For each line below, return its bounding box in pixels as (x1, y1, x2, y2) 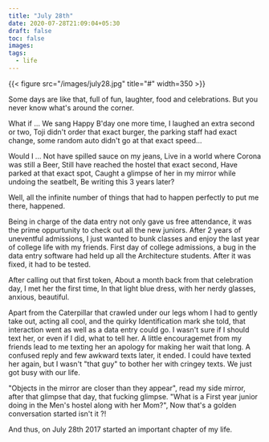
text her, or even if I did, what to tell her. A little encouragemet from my (8, 333, 243, 343)
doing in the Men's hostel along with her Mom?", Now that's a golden (8, 400, 237, 410)
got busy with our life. (8, 367, 80, 377)
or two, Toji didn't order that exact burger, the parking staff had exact (8, 126, 238, 137)
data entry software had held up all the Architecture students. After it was (8, 250, 251, 260)
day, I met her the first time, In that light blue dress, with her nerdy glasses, (8, 283, 256, 293)
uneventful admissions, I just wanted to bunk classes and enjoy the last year (8, 233, 260, 243)
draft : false (8, 27, 52, 35)
